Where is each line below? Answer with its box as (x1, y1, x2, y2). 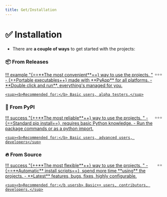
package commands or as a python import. (5, 125, 94, 131)
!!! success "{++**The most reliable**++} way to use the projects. (5, 115, 142, 121)
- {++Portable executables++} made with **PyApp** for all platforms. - (5, 77, 153, 83)
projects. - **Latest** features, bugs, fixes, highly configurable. (5, 173, 137, 179)
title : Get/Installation (5, 7, 57, 12)
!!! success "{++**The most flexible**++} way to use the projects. (5, 162, 142, 168)
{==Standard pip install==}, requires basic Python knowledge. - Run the (5, 120, 153, 126)
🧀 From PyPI (5, 103, 35, 110)
